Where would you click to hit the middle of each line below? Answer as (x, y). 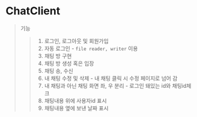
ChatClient (33, 11)
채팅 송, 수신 (59, 70)
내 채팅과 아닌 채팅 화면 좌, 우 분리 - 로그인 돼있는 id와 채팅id (115, 85)
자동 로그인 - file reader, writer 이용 (91, 48)
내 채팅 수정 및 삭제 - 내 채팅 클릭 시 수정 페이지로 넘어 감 (111, 78)
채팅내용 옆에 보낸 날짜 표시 (76, 108)
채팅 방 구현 (58, 56)
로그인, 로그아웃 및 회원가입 (76, 41)
